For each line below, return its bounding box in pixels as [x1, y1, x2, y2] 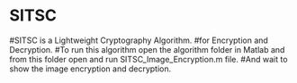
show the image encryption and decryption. [9, 63, 172, 74]
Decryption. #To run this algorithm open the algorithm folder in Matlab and [9, 44, 285, 54]
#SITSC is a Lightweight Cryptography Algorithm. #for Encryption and [9, 35, 268, 46]
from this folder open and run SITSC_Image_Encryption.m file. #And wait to [9, 54, 288, 64]
